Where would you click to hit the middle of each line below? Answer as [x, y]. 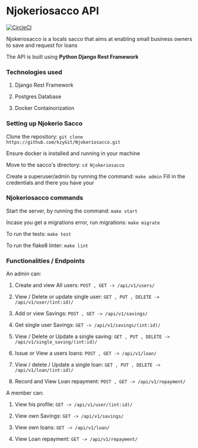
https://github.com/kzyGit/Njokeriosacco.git [63, 142]
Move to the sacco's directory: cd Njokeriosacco [66, 165]
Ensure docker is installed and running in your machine [73, 153]
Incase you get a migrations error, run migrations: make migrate [83, 222]
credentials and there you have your [50, 182]
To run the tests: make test [39, 234]
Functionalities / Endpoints [45, 261]
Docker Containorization [44, 108]
